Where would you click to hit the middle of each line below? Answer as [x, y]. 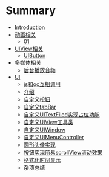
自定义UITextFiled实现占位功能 [61, 114]
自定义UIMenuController [54, 137]
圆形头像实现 [39, 145]
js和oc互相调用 [42, 84]
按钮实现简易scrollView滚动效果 [63, 152]
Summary [31, 11]
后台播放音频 [39, 70]
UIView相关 [29, 48]
